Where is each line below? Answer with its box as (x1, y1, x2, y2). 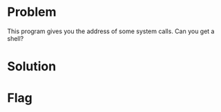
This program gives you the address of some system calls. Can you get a (7, 27, 215, 35)
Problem (7, 4, 57, 20)
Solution (7, 59, 57, 75)
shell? (7, 34, 24, 42)
